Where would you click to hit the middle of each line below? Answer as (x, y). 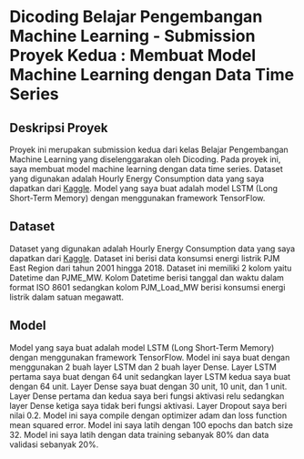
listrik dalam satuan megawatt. (67, 297)
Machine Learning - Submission (132, 36)
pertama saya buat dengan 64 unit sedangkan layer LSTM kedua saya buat (150, 376)
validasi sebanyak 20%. (54, 444)
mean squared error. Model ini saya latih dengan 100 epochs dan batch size (152, 424)
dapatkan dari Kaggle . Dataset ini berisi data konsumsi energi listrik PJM (145, 258)
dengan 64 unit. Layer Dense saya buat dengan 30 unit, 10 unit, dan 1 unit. (148, 386)
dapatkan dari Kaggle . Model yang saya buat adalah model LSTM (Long (144, 188)
